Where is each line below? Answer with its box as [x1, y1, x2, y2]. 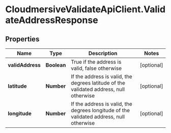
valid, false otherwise [71, 65, 122, 72]
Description [88, 50, 118, 57]
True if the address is [71, 59, 122, 65]
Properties [5, 35, 40, 43]
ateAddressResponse [5, 14, 98, 26]
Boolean [45, 62, 66, 68]
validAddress [8, 62, 41, 68]
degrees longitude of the [71, 107, 130, 114]
